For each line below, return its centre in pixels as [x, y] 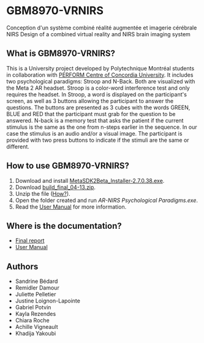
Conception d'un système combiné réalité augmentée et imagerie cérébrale [102, 28]
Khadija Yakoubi [36, 333]
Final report [30, 241]
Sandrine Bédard [36, 281]
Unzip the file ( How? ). [43, 193]
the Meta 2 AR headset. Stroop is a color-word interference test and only [98, 88]
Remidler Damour [37, 288]
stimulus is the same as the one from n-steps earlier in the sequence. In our [102, 127]
